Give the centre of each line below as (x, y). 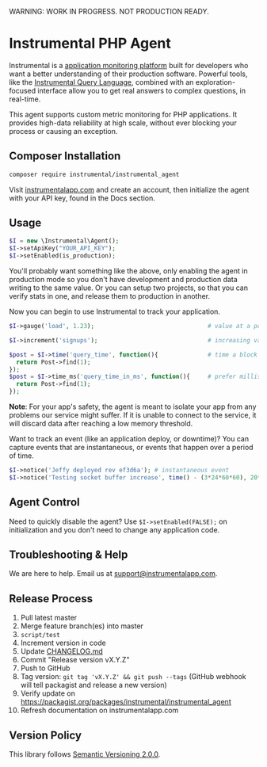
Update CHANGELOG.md (62, 651)
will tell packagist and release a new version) (93, 685)
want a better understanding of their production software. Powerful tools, (128, 74)
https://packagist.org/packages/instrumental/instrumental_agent (126, 702)
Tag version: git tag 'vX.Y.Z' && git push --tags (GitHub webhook (133, 677)
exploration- (216, 82)
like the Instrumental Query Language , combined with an (101, 82)
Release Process (51, 599)
